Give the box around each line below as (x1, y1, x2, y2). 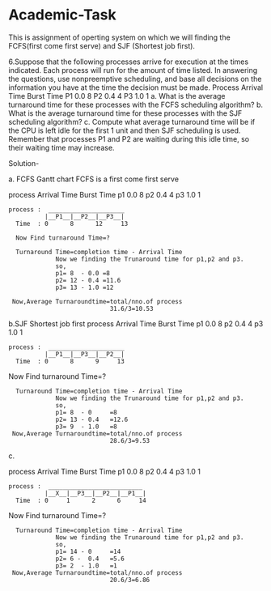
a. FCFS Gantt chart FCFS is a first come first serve (8, 174, 180, 184)
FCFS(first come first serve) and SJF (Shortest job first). (8, 40, 196, 50)
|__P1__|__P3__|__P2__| (44, 350, 125, 358)
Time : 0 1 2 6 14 (15, 496, 147, 504)
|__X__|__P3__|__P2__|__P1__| (44, 489, 147, 497)
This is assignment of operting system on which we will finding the (8, 32, 231, 42)
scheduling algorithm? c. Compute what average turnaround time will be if (8, 117, 256, 126)
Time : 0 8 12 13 (15, 219, 129, 227)
